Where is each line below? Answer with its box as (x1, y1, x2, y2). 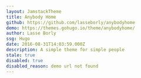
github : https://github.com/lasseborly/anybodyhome (6, 19, 135, 25)
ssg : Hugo (6, 36, 31, 42)
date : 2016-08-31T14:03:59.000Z (6, 42, 85, 48)
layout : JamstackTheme (6, 8, 62, 15)
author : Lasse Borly (6, 30, 57, 36)
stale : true (6, 52, 35, 58)
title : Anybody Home (6, 14, 57, 20)
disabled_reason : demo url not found (6, 63, 99, 69)
